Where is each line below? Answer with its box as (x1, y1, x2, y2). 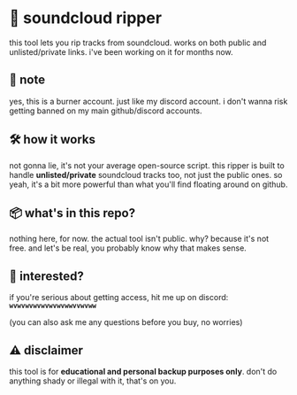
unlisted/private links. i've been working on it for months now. (9, 46, 233, 57)
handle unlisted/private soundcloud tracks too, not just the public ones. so (9, 169, 283, 180)
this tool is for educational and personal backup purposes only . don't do (9, 367, 278, 376)
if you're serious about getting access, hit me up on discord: (9, 292, 229, 303)
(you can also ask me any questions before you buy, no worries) (9, 317, 243, 328)
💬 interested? (9, 268, 84, 283)
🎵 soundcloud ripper (9, 8, 162, 28)
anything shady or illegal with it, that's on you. (9, 376, 177, 386)
